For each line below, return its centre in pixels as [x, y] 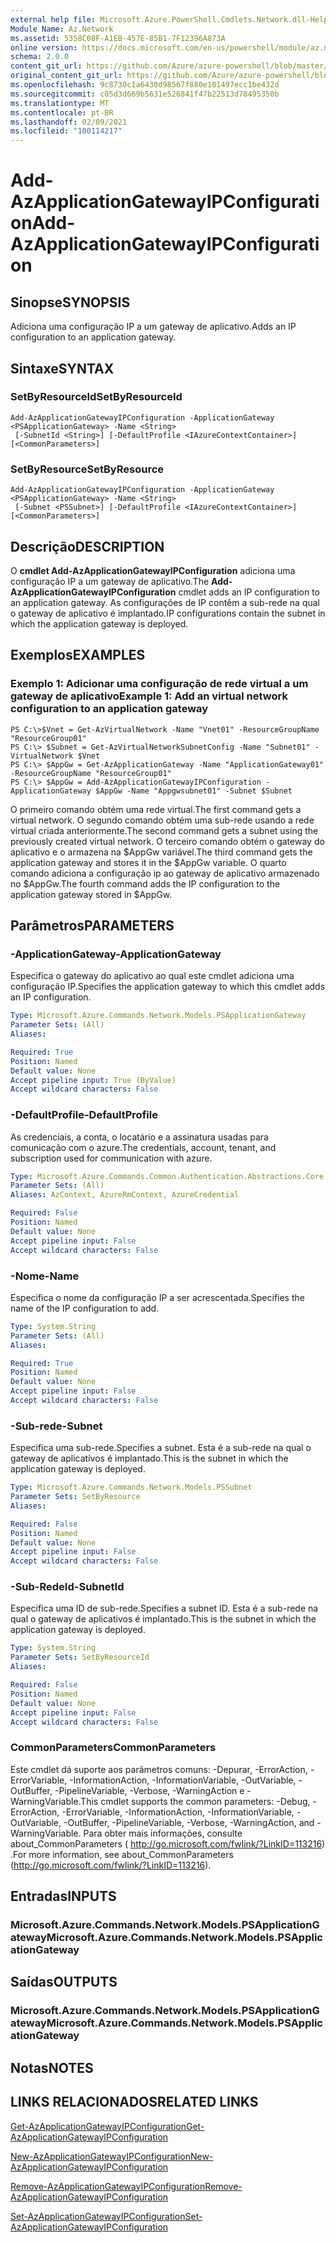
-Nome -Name [45, 1276]
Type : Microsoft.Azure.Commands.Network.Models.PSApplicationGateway [158, 1016]
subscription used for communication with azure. [111, 1158]
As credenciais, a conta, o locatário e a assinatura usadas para [139, 1137]
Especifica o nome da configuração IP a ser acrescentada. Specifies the [157, 1297]
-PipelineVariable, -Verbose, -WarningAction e [149, 1790]
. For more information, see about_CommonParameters [122, 1854]
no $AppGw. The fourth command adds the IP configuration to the [145, 883]
